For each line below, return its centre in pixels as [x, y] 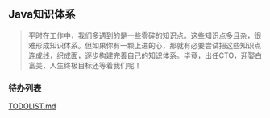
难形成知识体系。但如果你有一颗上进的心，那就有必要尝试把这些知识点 [145, 45]
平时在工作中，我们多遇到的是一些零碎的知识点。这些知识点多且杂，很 [145, 35]
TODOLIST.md [32, 106]
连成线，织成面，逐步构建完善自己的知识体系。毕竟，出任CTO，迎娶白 [145, 55]
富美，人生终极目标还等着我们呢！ [85, 65]
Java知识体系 [42, 14]
